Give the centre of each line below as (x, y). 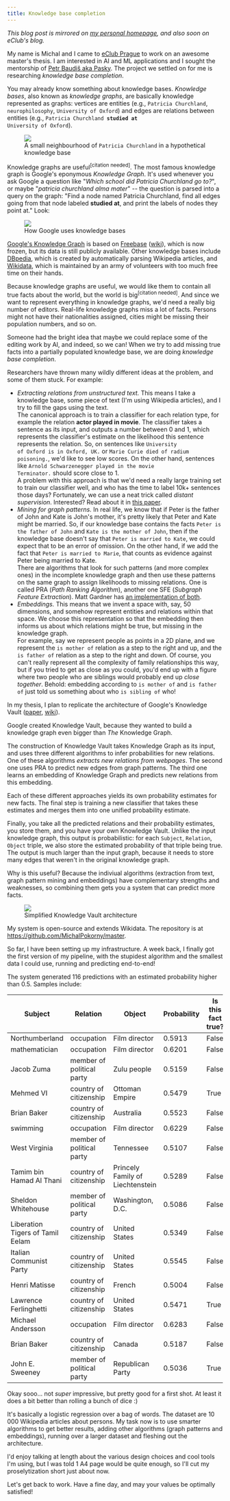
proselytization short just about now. (59, 1471)
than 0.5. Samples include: (44, 984)
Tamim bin (27, 1171)
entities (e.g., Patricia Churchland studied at (73, 118)
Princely (127, 1167)
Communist (29, 1260)
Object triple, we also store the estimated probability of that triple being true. (115, 845)
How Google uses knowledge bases (75, 231)
